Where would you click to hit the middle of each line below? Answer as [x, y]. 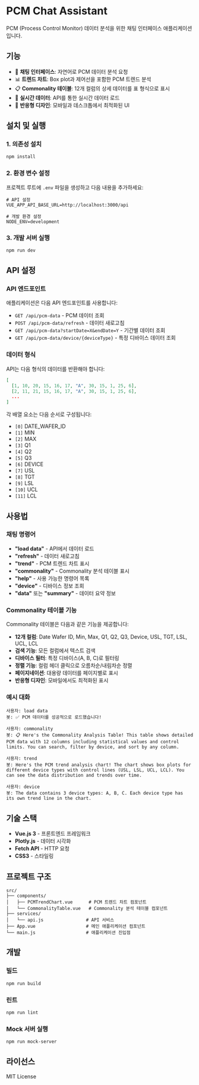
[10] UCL [26, 490]
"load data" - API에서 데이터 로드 [54, 548]
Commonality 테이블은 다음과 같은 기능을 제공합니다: [67, 624]
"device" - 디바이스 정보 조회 [49, 586]
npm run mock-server [32, 1042]
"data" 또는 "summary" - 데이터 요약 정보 [65, 593]
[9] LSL [24, 483]
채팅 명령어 [21, 534]
